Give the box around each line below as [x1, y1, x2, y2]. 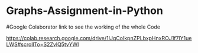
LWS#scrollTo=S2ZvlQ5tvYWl [6, 41, 79, 48]
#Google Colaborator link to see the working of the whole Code [6, 23, 161, 30]
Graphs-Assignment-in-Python [6, 4, 164, 17]
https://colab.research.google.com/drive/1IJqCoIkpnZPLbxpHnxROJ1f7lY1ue [6, 34, 192, 41]
